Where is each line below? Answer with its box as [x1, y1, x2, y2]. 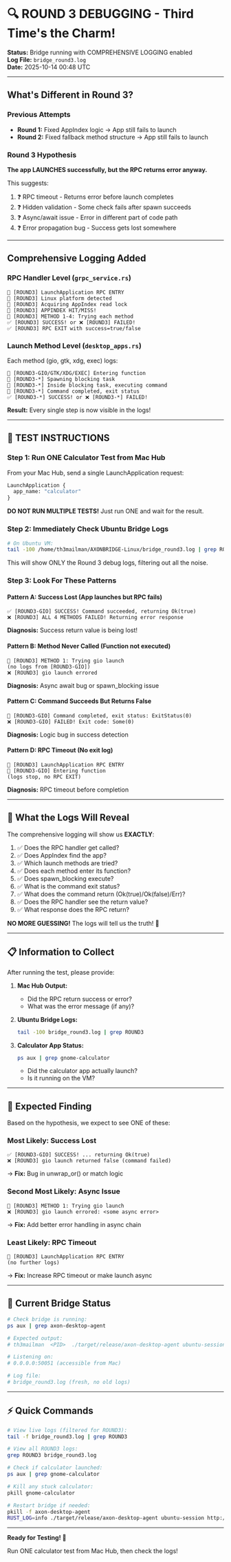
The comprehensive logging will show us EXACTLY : [7, 830, 155, 838]
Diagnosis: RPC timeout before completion [7, 785, 129, 794]
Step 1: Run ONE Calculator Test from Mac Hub [7, 453, 166, 462]
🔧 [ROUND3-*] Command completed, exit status [7, 387, 140, 395]
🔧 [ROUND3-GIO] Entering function [7, 768, 107, 774]
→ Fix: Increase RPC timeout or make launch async [7, 1271, 153, 1280]
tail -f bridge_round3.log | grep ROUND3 [7, 1433, 128, 1440]
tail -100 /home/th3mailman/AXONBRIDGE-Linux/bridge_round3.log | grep [7, 546, 217, 553]
